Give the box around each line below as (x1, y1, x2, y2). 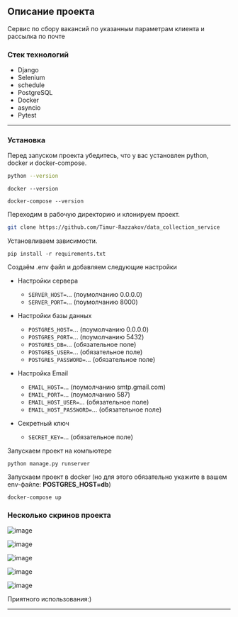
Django (17, 66, 39, 74)
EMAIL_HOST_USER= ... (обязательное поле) (28, 398, 149, 407)
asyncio (17, 103, 41, 112)
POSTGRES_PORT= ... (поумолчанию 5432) (28, 333, 144, 341)
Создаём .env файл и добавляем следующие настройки (7, 263, 177, 271)
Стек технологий (7, 50, 69, 60)
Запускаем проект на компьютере (7, 446, 112, 455)
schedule (17, 81, 45, 89)
